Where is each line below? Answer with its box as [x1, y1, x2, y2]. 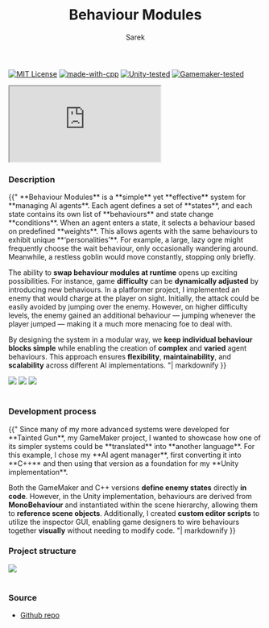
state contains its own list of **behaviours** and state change [8, 210, 214, 219]
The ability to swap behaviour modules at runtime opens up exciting [8, 268, 238, 277]
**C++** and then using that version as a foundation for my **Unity [8, 458, 239, 468]
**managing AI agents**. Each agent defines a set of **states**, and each [8, 201, 253, 210]
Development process [8, 405, 97, 417]
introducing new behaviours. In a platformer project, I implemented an [8, 285, 240, 295]
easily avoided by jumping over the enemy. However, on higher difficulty [8, 302, 248, 312]
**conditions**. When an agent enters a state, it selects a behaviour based [8, 218, 255, 227]
